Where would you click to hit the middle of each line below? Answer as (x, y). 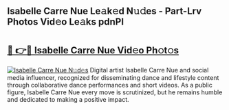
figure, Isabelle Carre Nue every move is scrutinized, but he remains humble (115, 92)
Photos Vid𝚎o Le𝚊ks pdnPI (66, 22)
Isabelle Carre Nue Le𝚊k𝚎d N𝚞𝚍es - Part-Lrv (105, 11)
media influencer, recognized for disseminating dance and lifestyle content (113, 78)
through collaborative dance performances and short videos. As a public (110, 85)
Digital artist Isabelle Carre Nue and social (149, 70)
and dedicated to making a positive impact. (68, 99)
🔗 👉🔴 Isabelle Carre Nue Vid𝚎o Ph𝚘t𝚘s (93, 50)
